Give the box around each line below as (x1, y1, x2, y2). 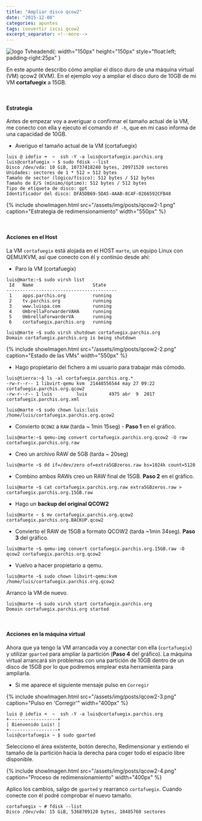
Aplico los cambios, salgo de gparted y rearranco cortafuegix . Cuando (6, 785, 182, 793)
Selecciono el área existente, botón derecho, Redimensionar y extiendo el (6, 743, 189, 750)
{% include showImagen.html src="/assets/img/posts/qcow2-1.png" (6, 202, 176, 209)
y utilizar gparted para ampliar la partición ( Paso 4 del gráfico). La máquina (6, 650, 192, 657)
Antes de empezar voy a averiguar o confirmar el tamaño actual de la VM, (6, 118, 189, 125)
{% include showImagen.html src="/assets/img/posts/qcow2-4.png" (6, 767, 177, 775)
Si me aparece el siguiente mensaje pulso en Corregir (14, 681, 150, 688)
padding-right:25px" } (6, 54, 61, 62)
